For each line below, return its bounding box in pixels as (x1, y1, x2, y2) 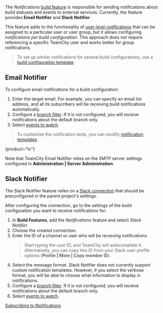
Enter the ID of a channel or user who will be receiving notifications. (12, 232, 148, 238)
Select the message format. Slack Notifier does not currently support (12, 262, 151, 268)
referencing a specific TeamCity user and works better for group (5, 40, 135, 45)
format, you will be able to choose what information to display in (12, 272, 141, 278)
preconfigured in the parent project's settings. (5, 193, 97, 199)
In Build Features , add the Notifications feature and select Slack (12, 217, 142, 223)
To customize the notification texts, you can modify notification (17, 131, 144, 137)
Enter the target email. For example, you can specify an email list (12, 96, 142, 102)
